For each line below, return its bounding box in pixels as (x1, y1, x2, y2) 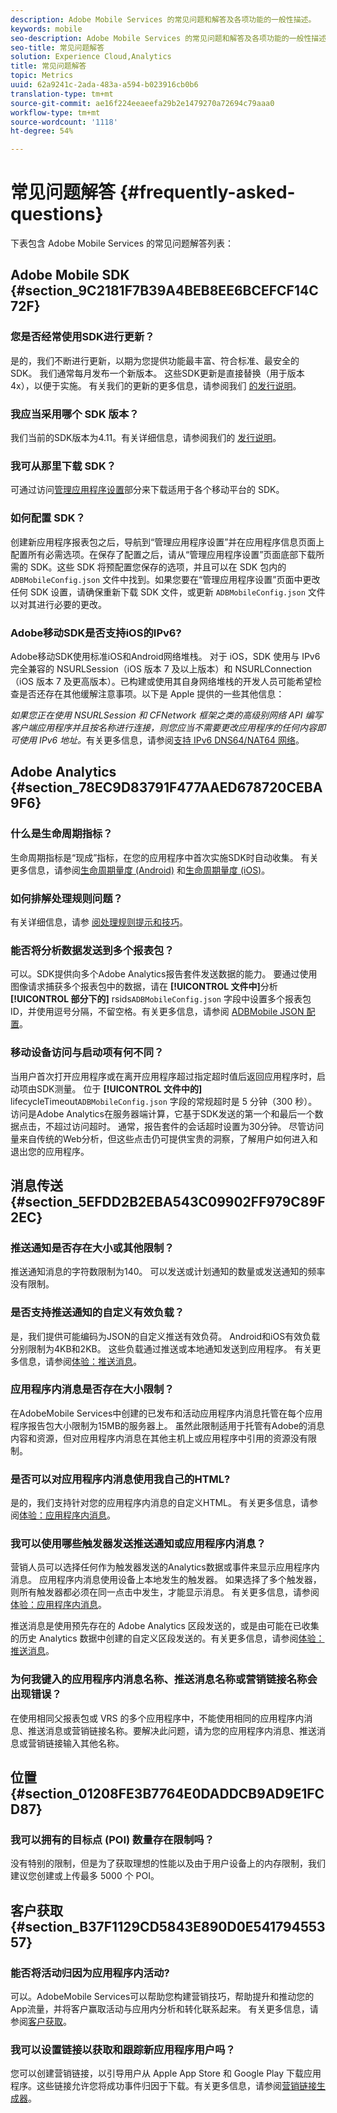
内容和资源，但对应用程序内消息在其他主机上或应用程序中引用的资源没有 (10, 1432, 308, 1444)
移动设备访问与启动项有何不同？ (10, 1046, 165, 1060)
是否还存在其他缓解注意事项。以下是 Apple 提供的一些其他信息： (18, 687, 285, 700)
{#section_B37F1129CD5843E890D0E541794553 (10, 1918, 326, 1935)
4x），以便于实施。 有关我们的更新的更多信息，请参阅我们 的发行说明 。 (10, 379, 302, 391)
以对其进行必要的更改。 (10, 598, 107, 610)
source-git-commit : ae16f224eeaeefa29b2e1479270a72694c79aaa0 (10, 98, 275, 108)
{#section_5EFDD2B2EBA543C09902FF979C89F (10, 1193, 326, 1210)
